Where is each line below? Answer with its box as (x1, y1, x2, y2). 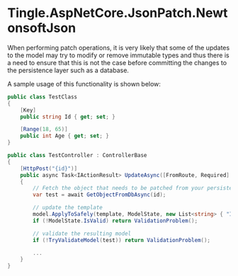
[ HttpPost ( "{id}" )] (20, 165, 78, 172)
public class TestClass (7, 93, 78, 100)
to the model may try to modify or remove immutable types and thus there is (7, 51, 229, 59)
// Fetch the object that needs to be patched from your (33, 185, 204, 192)
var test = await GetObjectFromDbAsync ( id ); (33, 191, 166, 199)
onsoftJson (7, 20, 76, 36)
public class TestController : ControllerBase (7, 152, 147, 159)
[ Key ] (20, 106, 37, 114)
